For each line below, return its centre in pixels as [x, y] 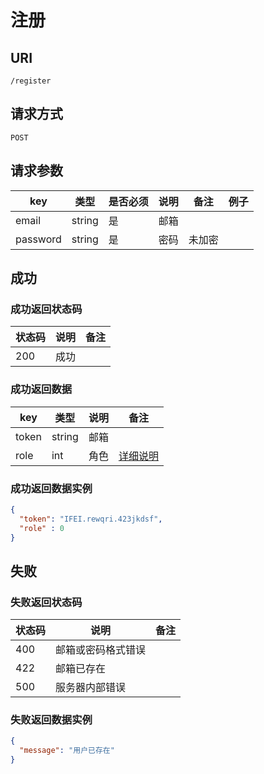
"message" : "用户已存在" [67, 751]
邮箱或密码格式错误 [101, 650]
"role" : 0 [42, 528]
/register [31, 81]
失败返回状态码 [46, 602]
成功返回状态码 [46, 309]
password [38, 239]
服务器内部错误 [91, 688]
